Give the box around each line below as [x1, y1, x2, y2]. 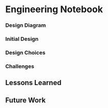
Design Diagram [5, 22, 46, 29]
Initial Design [5, 36, 39, 43]
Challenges [5, 63, 34, 70]
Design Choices [5, 49, 46, 56]
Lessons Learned [5, 78, 61, 87]
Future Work [5, 96, 46, 104]
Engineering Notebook [5, 4, 103, 15]
